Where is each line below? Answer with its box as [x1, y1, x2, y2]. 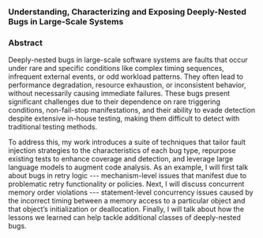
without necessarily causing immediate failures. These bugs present [8, 89, 231, 99]
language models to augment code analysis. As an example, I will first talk [8, 162, 249, 172]
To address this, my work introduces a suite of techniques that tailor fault [8, 137, 246, 147]
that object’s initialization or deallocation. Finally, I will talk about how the [8, 204, 245, 214]
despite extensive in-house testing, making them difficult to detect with [8, 113, 240, 124]
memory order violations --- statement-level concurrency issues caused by [8, 188, 254, 197]
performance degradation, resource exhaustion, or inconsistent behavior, [8, 80, 246, 90]
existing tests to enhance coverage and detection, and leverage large [8, 154, 234, 164]
